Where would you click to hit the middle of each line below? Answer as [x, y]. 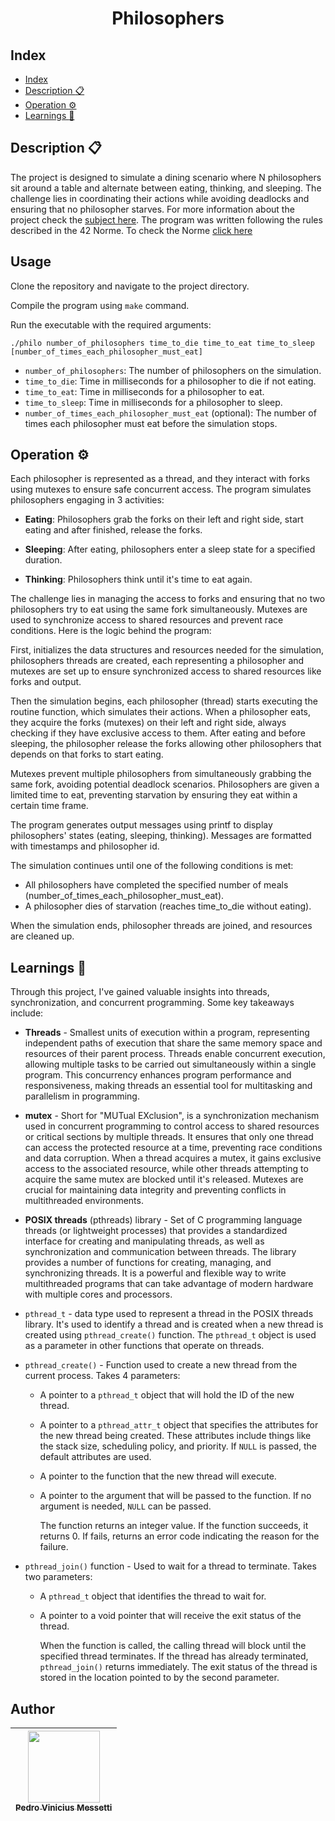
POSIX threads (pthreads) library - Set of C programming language [163, 1220]
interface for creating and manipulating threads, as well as [144, 1241]
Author [32, 1708]
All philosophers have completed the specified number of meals [156, 885]
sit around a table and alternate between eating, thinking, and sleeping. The [166, 188]
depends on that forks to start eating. [87, 754]
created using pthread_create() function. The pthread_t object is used [170, 1335]
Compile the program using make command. [100, 305]
